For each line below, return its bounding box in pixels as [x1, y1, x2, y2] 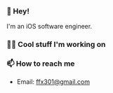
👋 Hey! [6, 6, 29, 16]
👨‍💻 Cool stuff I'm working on [6, 40, 106, 50]
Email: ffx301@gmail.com [16, 77, 91, 86]
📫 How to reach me [6, 59, 75, 69]
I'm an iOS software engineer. [6, 22, 93, 31]
